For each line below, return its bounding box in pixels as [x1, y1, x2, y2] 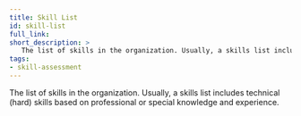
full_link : [9, 29, 50, 38]
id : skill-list [9, 21, 66, 30]
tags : [9, 54, 30, 63]
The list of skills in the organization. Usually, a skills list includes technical [9, 87, 280, 98]
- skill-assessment [9, 63, 82, 72]
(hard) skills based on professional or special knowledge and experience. [9, 96, 279, 107]
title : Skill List [9, 12, 78, 22]
